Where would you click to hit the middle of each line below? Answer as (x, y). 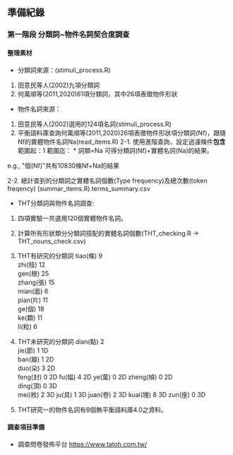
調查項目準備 (26, 427)
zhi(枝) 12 (31, 265)
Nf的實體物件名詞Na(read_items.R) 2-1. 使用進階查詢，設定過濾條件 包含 (121, 142)
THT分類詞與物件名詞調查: (56, 203)
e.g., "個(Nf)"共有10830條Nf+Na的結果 (64, 166)
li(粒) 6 (27, 326)
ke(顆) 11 (30, 318)
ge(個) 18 (31, 309)
